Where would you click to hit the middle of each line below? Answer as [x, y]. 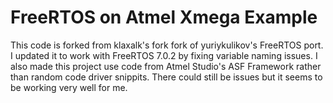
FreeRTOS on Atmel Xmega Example [164, 17]
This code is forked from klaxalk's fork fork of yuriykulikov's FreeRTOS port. [167, 45]
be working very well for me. [69, 87]
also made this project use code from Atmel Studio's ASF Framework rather [166, 66]
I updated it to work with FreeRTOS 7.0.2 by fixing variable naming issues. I [164, 55]
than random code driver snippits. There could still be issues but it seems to [166, 77]
